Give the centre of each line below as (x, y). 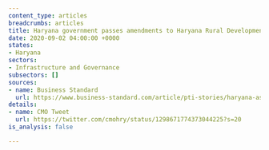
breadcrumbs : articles (46, 23)
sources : (23, 82)
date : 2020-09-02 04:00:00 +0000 (64, 38)
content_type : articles (48, 16)
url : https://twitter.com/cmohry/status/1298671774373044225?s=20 (128, 120)
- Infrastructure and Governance (64, 68)
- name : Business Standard (53, 90)
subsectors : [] (34, 75)
